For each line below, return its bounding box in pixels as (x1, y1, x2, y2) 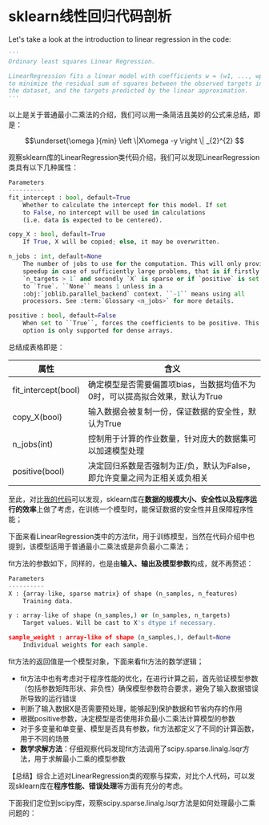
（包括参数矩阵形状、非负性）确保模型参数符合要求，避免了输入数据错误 (19, 684, 259, 693)
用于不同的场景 (19, 733, 70, 743)
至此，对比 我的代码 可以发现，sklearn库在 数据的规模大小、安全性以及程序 (8, 494, 251, 504)
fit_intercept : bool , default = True (8, 194, 130, 202)
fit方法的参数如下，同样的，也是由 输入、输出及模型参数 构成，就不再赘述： (8, 558, 254, 568)
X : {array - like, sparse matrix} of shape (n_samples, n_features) (8, 590, 239, 598)
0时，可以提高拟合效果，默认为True (87, 390, 223, 402)
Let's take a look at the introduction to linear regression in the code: (8, 34, 231, 44)
